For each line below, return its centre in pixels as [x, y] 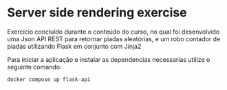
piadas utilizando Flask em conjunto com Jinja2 [74, 46]
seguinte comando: [34, 67]
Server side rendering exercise [97, 13]
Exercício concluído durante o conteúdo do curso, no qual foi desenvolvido [113, 32]
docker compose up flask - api [49, 79]
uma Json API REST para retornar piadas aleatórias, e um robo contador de [114, 38]
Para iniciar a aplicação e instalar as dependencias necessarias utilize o [109, 59]
